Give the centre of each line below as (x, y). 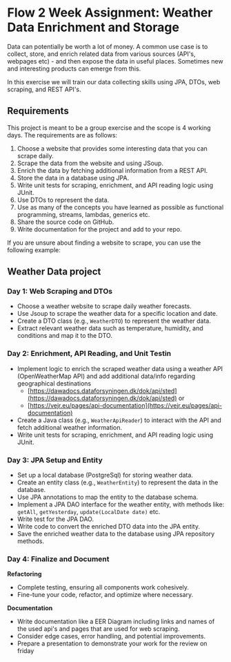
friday (26, 651)
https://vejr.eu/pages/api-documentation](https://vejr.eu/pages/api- (126, 405)
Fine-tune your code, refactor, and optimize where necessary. (105, 595)
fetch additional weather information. (70, 427)
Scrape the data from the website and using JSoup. (90, 163)
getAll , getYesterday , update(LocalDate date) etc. (89, 512)
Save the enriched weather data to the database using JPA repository (116, 534)
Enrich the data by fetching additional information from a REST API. (112, 170)
